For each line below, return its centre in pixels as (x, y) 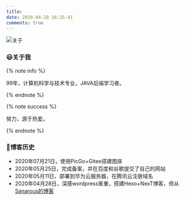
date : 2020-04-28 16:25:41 (40, 17)
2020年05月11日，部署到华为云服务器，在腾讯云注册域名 (84, 176)
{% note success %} (32, 106)
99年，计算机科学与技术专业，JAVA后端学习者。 (65, 83)
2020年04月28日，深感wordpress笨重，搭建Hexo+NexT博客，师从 (97, 183)
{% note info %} (26, 71)
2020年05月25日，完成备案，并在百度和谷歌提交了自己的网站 (90, 168)
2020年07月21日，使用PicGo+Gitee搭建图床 (69, 161)
